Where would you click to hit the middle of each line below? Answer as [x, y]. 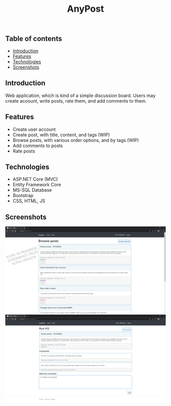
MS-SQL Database [32, 190]
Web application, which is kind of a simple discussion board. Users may [80, 95]
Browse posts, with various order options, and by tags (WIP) [76, 140]
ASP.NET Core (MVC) [35, 179]
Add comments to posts [38, 146]
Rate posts [24, 151]
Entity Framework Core [37, 185]
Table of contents [34, 39]
